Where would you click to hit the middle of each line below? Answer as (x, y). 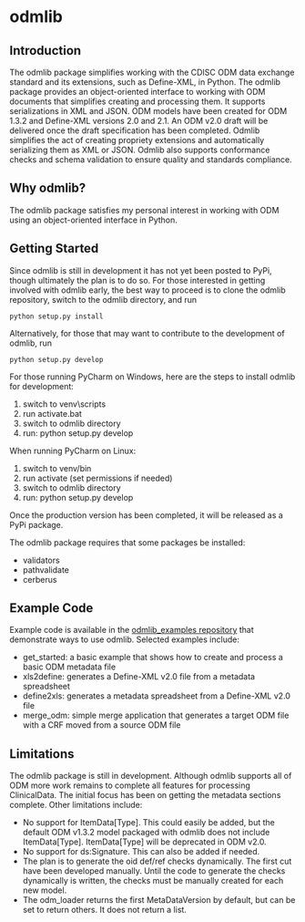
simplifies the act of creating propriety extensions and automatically (137, 140)
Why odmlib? (48, 188)
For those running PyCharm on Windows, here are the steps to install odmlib (152, 377)
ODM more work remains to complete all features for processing (130, 785)
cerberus (40, 579)
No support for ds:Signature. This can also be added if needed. (141, 852)
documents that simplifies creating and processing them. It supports (137, 101)
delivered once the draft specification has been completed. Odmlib (135, 130)
